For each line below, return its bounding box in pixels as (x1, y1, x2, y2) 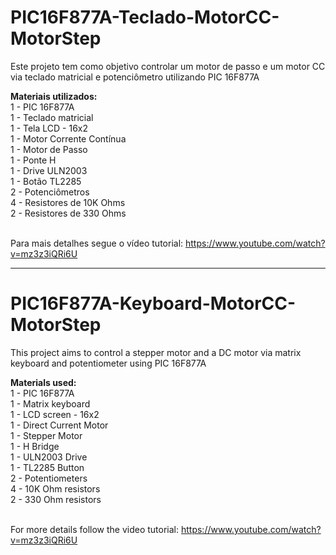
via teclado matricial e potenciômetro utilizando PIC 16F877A (10, 71, 260, 83)
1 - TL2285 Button (10, 461, 85, 473)
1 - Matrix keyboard (10, 397, 91, 410)
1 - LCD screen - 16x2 (10, 408, 100, 420)
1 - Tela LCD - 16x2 (10, 122, 89, 134)
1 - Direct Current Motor (10, 419, 109, 431)
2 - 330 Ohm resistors (10, 493, 102, 505)
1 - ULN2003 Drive (10, 451, 88, 463)
